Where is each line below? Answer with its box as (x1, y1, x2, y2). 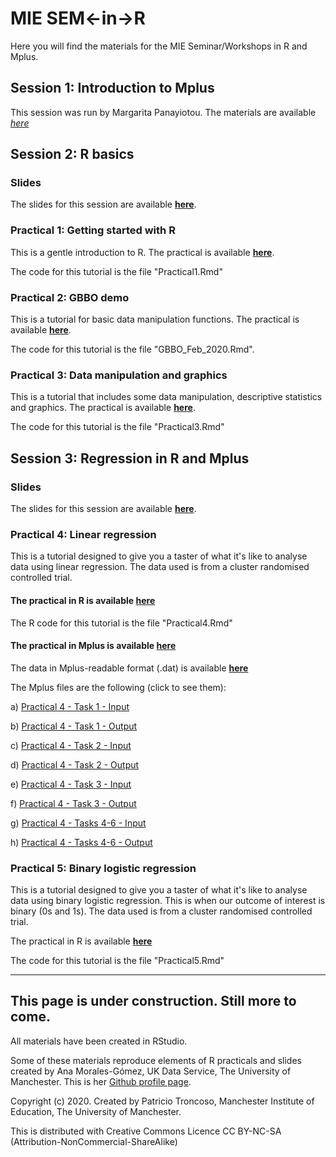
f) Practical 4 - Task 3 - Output (10, 797, 137, 809)
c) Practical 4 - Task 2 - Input (10, 739, 132, 751)
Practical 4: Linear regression (10, 527, 157, 541)
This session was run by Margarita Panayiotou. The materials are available (10, 106, 317, 118)
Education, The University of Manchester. (10, 1105, 182, 1117)
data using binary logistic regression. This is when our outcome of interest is (10, 895, 326, 907)
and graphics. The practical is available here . (10, 402, 196, 414)
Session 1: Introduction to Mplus (10, 80, 215, 97)
